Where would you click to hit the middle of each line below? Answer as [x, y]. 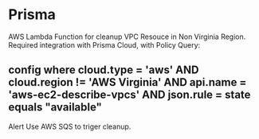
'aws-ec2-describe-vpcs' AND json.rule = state [129, 95]
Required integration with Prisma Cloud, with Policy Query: [104, 44]
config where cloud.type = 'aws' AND [104, 70]
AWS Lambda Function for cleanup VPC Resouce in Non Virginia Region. [127, 37]
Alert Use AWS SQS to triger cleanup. [70, 126]
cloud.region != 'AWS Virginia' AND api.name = [128, 82]
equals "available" [55, 108]
